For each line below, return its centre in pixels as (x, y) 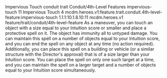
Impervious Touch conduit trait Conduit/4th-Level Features (66, 7)
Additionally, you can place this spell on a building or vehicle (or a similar (80, 49)
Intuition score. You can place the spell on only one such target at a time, (80, 60)
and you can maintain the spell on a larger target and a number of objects (81, 65)
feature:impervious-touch (32, 17)
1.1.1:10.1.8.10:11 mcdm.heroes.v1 (91, 17)
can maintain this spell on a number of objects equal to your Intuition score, (83, 39)
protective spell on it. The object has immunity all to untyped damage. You (82, 33)
